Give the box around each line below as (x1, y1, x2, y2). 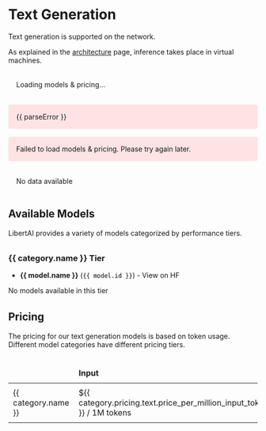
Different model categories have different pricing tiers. (8, 339, 186, 349)
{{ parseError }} (16, 112, 67, 121)
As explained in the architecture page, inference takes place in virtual (8, 47, 234, 56)
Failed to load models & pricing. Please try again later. (16, 144, 192, 154)
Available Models (8, 208, 95, 221)
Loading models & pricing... (16, 79, 105, 89)
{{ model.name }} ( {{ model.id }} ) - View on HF (19, 271, 180, 280)
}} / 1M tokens (78, 407, 132, 418)
